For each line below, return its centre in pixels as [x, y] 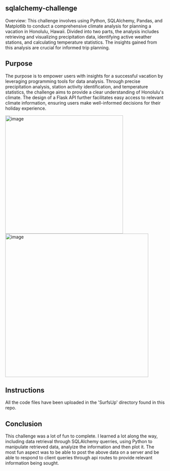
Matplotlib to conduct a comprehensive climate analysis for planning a [78, 26]
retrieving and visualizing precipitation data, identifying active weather [78, 37]
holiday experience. [26, 108]
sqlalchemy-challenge [41, 8]
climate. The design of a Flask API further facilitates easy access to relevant [84, 97]
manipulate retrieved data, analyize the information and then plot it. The [80, 447]
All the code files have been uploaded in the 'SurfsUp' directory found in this [85, 402]
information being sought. [32, 463]
